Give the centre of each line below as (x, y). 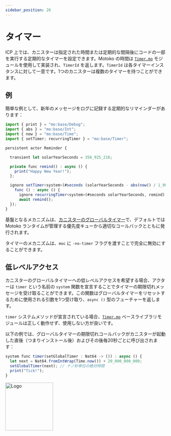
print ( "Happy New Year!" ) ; (43, 171)
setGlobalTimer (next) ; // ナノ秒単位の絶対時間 (57, 366)
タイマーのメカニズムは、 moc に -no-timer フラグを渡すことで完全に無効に (83, 243)
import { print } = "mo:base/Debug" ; (45, 125)
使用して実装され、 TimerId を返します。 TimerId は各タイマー (87, 65)
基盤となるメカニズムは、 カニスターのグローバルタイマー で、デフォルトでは (85, 219)
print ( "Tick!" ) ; (27, 371)
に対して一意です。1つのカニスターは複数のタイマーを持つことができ (91, 71)
